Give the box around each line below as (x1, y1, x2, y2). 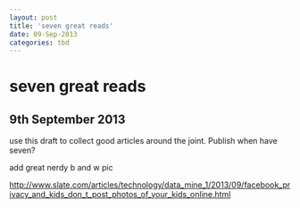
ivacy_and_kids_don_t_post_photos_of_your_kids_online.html (9, 189, 231, 200)
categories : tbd (9, 37, 70, 47)
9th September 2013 (9, 112, 126, 127)
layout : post (9, 12, 58, 22)
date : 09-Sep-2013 (9, 29, 78, 38)
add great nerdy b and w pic (9, 162, 113, 173)
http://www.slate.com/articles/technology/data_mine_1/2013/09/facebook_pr (9, 179, 291, 190)
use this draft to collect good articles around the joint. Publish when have (9, 136, 279, 146)
